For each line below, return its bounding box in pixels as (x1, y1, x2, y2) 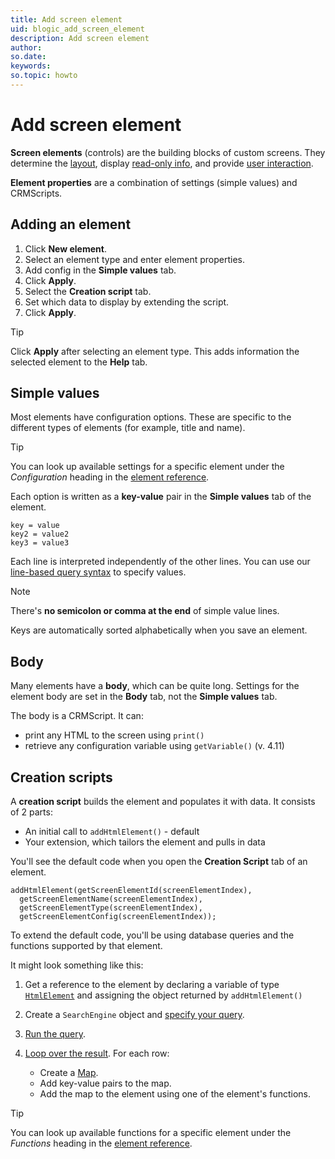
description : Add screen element (10, 33, 150, 43)
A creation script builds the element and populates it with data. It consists (10, 796, 316, 808)
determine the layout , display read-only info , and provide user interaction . (10, 157, 314, 169)
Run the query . (24, 1028, 87, 1040)
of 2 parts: (10, 806, 53, 818)
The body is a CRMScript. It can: (10, 710, 144, 722)
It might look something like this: (10, 959, 144, 971)
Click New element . (24, 242, 107, 255)
